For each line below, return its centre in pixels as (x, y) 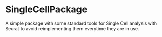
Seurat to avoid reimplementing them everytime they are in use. (72, 28)
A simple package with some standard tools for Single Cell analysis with (81, 23)
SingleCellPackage (46, 9)
